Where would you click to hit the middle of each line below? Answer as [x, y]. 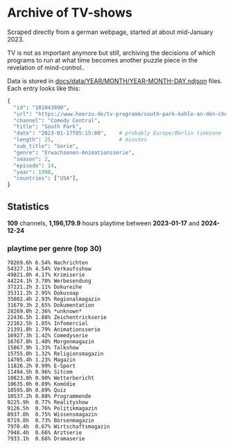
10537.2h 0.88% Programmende [49, 397]
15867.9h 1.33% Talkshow [43, 348]
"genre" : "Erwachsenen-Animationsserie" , [74, 153]
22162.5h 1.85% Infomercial [48, 324]
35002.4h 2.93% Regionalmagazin [54, 300]
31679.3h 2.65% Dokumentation [51, 305]
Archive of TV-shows [70, 13]
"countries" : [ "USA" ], [46, 178]
